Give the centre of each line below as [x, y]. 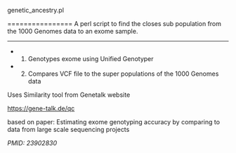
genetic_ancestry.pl [36, 10]
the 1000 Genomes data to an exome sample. [73, 31]
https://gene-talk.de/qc [41, 108]
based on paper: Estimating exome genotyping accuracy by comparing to [113, 122]
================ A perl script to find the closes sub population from [114, 24]
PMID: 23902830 [32, 143]
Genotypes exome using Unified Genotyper [91, 59]
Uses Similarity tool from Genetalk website [69, 95]
